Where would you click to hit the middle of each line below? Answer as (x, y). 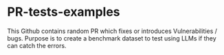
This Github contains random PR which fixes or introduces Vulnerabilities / (112, 31)
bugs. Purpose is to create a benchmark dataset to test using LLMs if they (112, 38)
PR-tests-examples (64, 12)
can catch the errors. (37, 45)
